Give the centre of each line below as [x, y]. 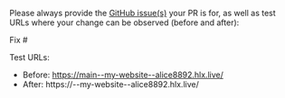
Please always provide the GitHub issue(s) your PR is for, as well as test [142, 13]
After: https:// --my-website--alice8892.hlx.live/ [110, 84]
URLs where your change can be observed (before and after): [124, 22]
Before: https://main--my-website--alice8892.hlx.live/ [123, 75]
